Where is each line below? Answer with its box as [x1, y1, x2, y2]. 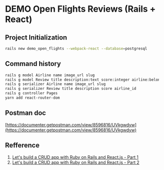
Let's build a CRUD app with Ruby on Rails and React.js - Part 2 [12, 159, 140, 165]
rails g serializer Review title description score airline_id [5, 86, 137, 91]
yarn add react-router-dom [5, 95, 60, 101]
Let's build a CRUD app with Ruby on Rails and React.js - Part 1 [12, 154, 139, 160]
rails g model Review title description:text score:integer [5, 77, 130, 82]
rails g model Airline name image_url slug [5, 72, 95, 78]
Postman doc [5, 109, 46, 117]
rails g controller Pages [5, 91, 58, 96]
